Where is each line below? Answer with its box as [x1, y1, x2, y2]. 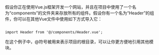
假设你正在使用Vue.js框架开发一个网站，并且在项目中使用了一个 [5, 4, 132, 10]
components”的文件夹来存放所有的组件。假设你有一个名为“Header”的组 [11, 10, 154, 16]
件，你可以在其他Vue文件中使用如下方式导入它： [5, 16, 103, 22]
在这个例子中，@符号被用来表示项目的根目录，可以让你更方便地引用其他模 [5, 39, 154, 44]
